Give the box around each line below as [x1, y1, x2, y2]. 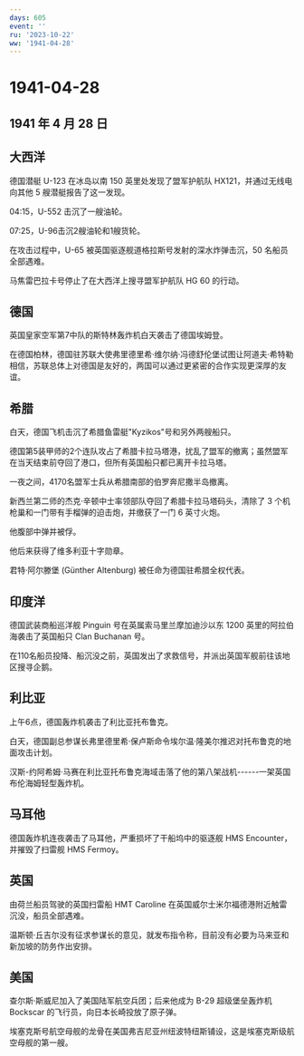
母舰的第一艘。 [16, 1037, 73, 1048]
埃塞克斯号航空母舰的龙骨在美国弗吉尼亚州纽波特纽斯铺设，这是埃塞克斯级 [9, 1026, 287, 1037]
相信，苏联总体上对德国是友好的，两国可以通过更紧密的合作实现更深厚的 [9, 360, 279, 372]
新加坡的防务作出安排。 [9, 940, 97, 952]
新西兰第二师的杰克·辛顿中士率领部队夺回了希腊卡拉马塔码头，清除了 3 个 [9, 496, 283, 507]
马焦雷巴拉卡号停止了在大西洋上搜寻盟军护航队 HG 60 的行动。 [9, 275, 244, 286]
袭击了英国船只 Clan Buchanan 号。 [16, 631, 150, 642]
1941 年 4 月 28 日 [9, 115, 109, 131]
